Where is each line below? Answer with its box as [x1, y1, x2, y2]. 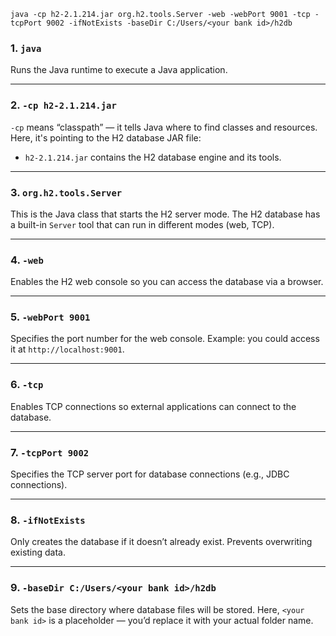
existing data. [10, 546, 67, 559]
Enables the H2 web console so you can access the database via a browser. [10, 276, 324, 288]
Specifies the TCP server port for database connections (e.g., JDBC [10, 468, 290, 480]
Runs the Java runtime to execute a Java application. [10, 64, 228, 76]
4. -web [10, 253, 44, 267]
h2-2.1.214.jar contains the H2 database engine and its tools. [24, 151, 282, 163]
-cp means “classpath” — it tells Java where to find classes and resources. [10, 121, 318, 133]
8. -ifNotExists [10, 513, 86, 527]
